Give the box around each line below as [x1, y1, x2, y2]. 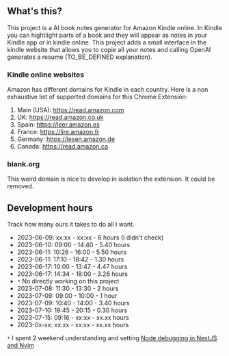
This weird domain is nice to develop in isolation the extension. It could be [7, 175, 215, 183]
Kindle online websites [7, 70, 84, 79]
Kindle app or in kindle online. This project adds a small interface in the [7, 38, 207, 47]
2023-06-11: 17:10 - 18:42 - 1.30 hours [16, 255, 124, 264]
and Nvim [7, 342, 34, 350]
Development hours [7, 202, 94, 214]
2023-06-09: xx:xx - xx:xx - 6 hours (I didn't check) [16, 233, 164, 242]
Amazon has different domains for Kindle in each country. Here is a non [7, 86, 208, 94]
